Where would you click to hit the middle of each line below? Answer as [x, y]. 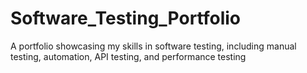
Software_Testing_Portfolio [126, 18]
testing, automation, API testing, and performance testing [128, 56]
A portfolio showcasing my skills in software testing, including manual [153, 46]
